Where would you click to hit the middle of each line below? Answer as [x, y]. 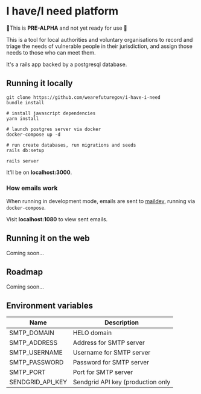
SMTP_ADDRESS [33, 342]
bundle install [25, 102]
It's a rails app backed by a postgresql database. [67, 64]
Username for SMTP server [112, 353]
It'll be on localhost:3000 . [39, 172]
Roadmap [25, 272]
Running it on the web [48, 239]
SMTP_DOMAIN [32, 333]
